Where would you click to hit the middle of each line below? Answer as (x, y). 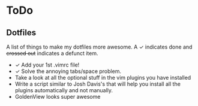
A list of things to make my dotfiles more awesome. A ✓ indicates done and (99, 47)
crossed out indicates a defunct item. (52, 53)
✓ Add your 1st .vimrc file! (47, 65)
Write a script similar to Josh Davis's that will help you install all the (98, 84)
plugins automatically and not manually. (64, 90)
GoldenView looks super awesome (58, 97)
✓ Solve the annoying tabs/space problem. (68, 71)
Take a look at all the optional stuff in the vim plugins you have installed (103, 78)
